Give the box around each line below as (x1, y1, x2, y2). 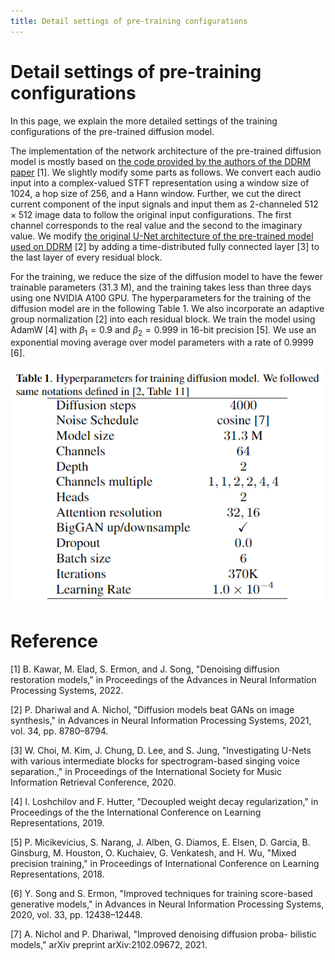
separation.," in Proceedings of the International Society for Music (10, 766, 282, 778)
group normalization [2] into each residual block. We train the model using (10, 313, 316, 325)
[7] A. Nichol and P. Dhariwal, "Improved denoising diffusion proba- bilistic (10, 928, 317, 940)
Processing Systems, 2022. (10, 685, 124, 697)
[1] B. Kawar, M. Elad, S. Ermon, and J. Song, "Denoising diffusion (10, 663, 280, 675)
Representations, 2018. (10, 868, 105, 880)
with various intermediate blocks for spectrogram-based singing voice (10, 755, 300, 767)
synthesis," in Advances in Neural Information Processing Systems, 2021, (10, 715, 312, 727)
